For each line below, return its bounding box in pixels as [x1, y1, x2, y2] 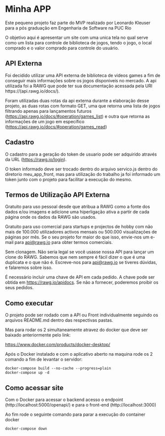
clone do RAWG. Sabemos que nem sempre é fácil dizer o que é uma [5, 254, 145, 260]
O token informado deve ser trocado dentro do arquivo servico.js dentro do [5, 166, 158, 172]
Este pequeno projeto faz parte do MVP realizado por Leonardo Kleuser [5, 20, 151, 26]
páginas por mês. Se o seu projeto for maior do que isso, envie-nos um [5, 234, 149, 240]
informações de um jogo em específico [5, 118, 85, 124]
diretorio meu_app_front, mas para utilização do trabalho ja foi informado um [5, 171, 161, 177]
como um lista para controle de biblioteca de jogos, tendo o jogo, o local [5, 39, 152, 45]
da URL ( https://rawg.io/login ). [5, 156, 67, 162]
